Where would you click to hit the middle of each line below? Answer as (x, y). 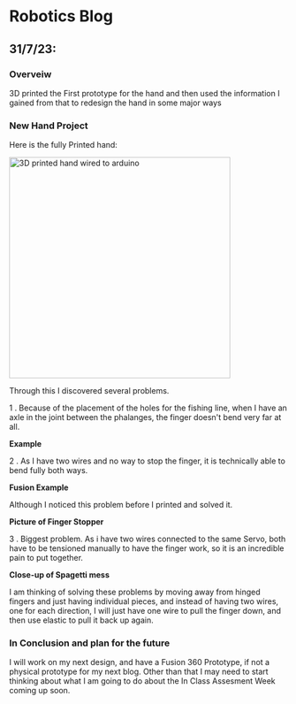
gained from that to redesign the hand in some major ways (116, 103)
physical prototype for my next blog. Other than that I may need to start (139, 672)
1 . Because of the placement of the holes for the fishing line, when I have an (148, 408)
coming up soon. (40, 691)
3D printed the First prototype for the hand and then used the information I (144, 93)
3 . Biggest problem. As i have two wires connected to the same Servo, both (148, 539)
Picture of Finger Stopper (57, 522)
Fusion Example (39, 487)
